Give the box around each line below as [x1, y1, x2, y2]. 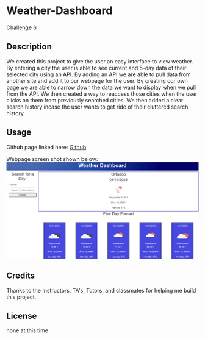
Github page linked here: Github [6, 143, 87, 151]
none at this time [6, 327, 49, 334]
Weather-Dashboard [6, 4, 113, 18]
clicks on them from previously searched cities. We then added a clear [6, 96, 184, 104]
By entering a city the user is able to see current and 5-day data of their [6, 64, 187, 71]
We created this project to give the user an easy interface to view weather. [6, 57, 193, 65]
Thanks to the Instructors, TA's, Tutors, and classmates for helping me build [6, 287, 196, 294]
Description [6, 41, 52, 52]
